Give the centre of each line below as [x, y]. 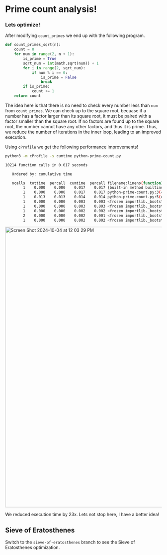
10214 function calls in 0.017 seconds [46, 165]
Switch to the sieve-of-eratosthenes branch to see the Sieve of [70, 542]
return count [28, 96]
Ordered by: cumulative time [42, 174]
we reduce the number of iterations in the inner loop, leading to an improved [83, 132]
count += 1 [43, 91]
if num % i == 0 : [50, 73]
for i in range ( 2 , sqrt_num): [54, 68]
